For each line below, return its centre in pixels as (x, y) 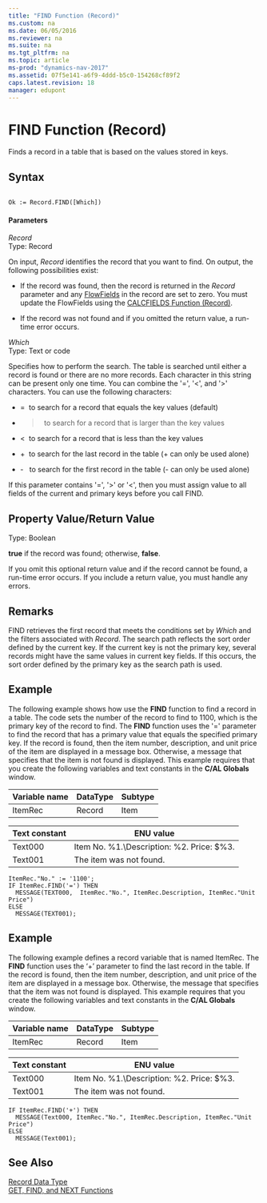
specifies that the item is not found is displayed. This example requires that (132, 760)
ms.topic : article (39, 61)
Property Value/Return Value (82, 518)
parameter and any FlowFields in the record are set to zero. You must (133, 295)
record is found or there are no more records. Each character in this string (130, 375)
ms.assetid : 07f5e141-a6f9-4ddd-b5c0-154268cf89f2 (94, 75)
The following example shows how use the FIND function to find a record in (132, 708)
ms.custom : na (32, 23)
